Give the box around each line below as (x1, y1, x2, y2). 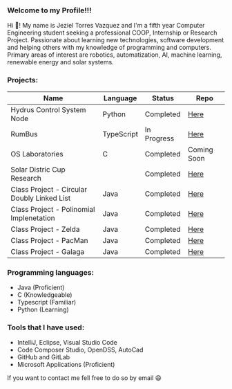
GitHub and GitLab (17, 353, 70, 361)
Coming (187, 145, 214, 154)
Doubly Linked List (10, 193, 71, 203)
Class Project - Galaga (10, 246, 85, 256)
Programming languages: (7, 267, 95, 277)
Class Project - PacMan (10, 235, 88, 245)
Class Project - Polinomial (10, 204, 95, 214)
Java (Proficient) (17, 283, 65, 291)
